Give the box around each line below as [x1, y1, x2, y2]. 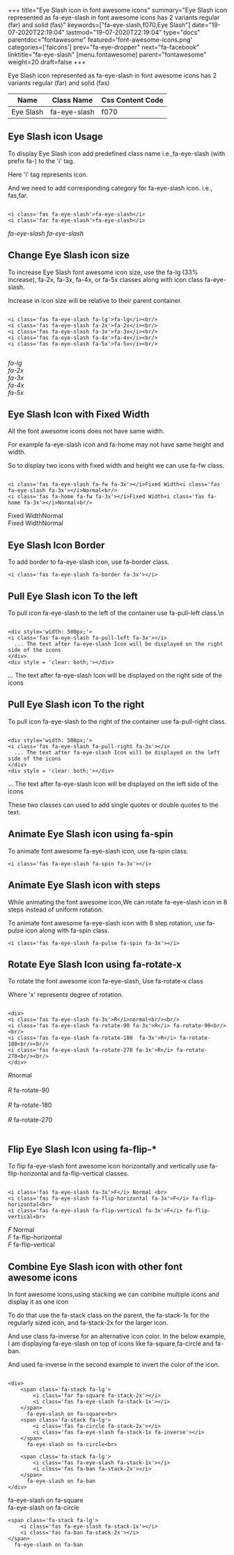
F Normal [8, 1226, 35, 1234]
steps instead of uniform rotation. [8, 905, 104, 914]
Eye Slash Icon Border [8, 539, 105, 551]
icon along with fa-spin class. [24, 926, 110, 935]
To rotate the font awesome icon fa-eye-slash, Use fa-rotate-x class [8, 977, 204, 985]
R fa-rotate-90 [8, 1086, 49, 1094]
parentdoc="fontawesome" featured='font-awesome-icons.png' [8, 36, 193, 44]
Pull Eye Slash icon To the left [8, 590, 138, 602]
